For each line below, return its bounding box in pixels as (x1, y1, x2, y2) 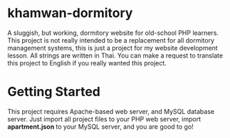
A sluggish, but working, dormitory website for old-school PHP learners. (7, 28, 219, 37)
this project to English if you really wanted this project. (7, 58, 167, 67)
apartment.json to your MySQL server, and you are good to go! (7, 122, 194, 131)
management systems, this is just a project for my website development (7, 43, 219, 52)
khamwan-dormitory (7, 5, 133, 21)
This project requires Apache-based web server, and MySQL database (7, 107, 215, 115)
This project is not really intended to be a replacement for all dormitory (7, 36, 215, 44)
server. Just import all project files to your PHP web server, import (7, 115, 202, 123)
